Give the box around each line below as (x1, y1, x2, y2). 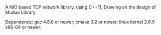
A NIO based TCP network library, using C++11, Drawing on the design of (5, 4, 156, 10)
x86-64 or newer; (5, 24, 42, 30)
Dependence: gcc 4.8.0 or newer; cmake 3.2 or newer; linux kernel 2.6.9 (5, 19, 155, 25)
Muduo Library (5, 9, 36, 15)
